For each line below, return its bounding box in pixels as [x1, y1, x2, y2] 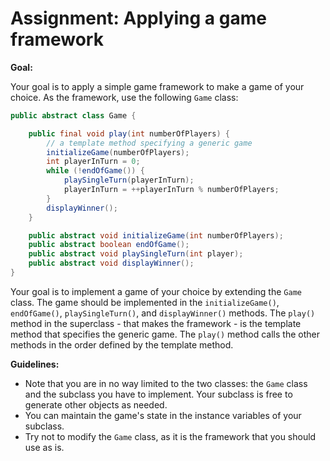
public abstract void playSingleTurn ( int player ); [28, 249, 244, 259]
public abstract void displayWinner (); [28, 258, 195, 269]
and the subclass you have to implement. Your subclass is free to [24, 388, 293, 400]
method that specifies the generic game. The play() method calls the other [10, 328, 320, 340]
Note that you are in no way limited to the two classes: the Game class [24, 377, 308, 389]
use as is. [24, 441, 65, 453]
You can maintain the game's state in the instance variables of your [24, 409, 302, 421]
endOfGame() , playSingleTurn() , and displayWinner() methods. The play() [10, 307, 316, 319]
